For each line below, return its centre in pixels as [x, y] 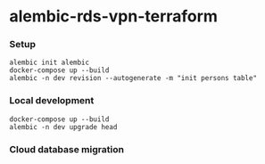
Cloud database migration [67, 149]
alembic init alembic [50, 63]
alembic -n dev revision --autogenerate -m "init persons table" [133, 78]
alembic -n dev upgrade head [63, 127]
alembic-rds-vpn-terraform [114, 16]
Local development [52, 101]
